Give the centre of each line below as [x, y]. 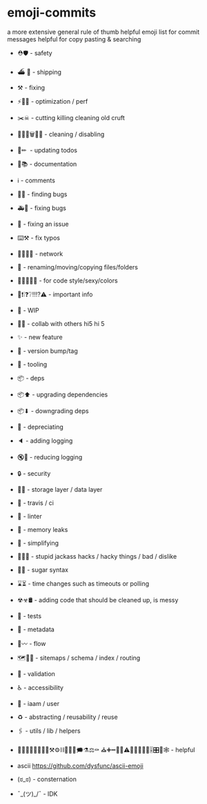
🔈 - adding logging [45, 441]
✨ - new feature [40, 337]
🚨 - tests [29, 615]
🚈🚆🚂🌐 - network [40, 253]
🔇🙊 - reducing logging [50, 457]
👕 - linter [30, 516]
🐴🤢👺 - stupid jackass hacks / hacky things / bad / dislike [97, 556]
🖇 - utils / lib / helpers [49, 731]
